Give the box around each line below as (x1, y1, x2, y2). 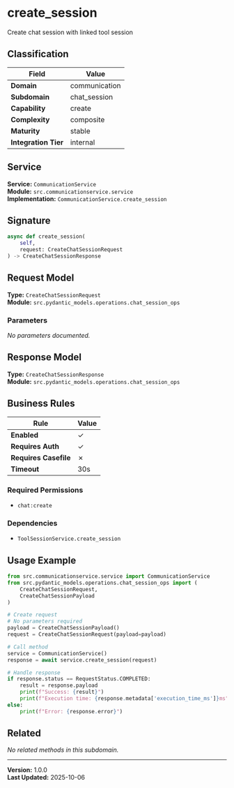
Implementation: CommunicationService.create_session (7, 194, 167, 203)
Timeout (10, 464, 40, 474)
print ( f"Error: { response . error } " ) (19, 708, 123, 715)
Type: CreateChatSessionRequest (7, 290, 101, 299)
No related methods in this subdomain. (7, 745, 119, 754)
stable (70, 126, 91, 135)
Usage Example (7, 554, 77, 566)
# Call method (7, 644, 49, 651)
